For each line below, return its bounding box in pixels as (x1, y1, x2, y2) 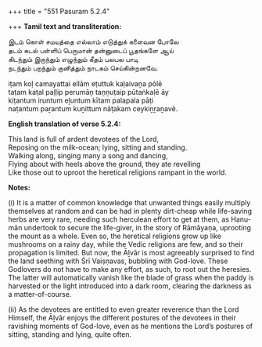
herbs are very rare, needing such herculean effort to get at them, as (8, 215, 229, 224)
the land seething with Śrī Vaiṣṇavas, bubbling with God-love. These (8, 256, 228, 266)
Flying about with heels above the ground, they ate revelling (8, 160, 201, 168)
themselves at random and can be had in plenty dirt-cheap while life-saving (8, 207, 253, 215)
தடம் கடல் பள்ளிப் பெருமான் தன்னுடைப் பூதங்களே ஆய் (8, 46, 174, 55)
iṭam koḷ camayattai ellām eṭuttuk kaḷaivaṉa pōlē (8, 79, 163, 89)
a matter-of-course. (8, 290, 72, 298)
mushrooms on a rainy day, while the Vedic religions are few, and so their (8, 240, 244, 249)
